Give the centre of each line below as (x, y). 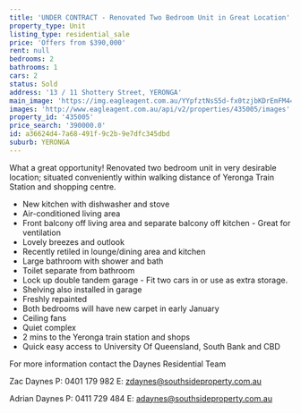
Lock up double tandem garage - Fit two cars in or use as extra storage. (155, 280)
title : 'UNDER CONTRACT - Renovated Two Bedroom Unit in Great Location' (150, 17)
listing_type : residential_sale (69, 34)
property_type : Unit (48, 26)
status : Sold (34, 84)
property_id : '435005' (52, 117)
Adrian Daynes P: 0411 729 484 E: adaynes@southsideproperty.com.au (141, 398)
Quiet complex (49, 327)
